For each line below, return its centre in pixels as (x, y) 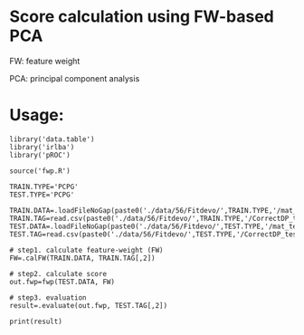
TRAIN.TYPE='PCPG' (44, 187)
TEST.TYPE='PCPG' (42, 195)
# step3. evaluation (48, 297)
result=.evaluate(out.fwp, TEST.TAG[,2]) (89, 305)
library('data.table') (52, 139)
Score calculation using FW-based (142, 17)
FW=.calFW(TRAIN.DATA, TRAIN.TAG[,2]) (82, 258)
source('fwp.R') (40, 171)
